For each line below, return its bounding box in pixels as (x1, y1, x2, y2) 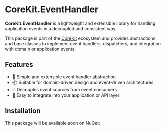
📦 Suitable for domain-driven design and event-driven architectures (12, 79, 154, 85)
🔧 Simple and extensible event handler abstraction (12, 74, 116, 80)
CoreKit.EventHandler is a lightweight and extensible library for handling (5, 20, 156, 26)
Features (5, 60, 33, 69)
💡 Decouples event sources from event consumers (12, 86, 117, 92)
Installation (5, 107, 41, 115)
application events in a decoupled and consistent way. (5, 25, 117, 31)
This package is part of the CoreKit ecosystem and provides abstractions (5, 35, 156, 41)
